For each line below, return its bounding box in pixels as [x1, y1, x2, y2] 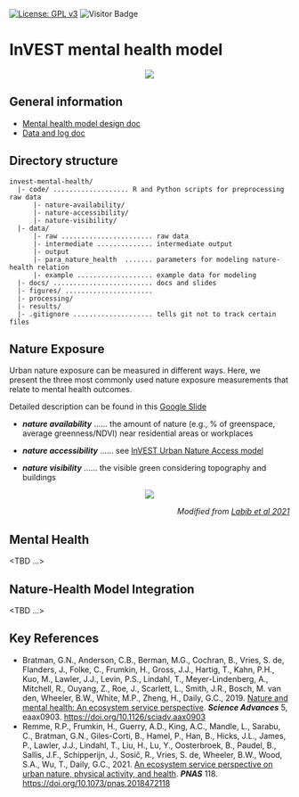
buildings [21, 472, 56, 483]
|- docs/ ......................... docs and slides [17, 278, 217, 287]
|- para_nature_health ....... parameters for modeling [32, 255, 249, 264]
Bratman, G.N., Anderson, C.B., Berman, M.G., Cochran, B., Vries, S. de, [21, 654, 285, 665]
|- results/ [17, 301, 62, 311]
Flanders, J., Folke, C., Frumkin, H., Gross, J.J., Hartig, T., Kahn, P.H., [21, 664, 275, 675]
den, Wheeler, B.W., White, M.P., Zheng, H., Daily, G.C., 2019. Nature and [21, 692, 289, 703]
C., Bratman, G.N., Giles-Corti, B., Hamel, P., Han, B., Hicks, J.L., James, [21, 730, 287, 741]
